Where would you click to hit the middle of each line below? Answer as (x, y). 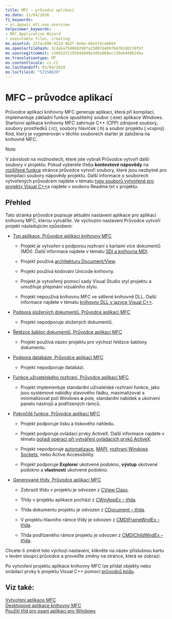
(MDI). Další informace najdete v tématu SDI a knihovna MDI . (84, 251)
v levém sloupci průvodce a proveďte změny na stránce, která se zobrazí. (83, 556)
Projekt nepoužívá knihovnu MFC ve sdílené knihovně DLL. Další (88, 297)
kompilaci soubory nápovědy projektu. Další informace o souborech (77, 175)
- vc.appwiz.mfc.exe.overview (38, 24)
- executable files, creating (38, 39)
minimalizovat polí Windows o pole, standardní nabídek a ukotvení (90, 398)
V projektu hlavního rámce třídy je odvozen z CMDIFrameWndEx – (90, 519)
